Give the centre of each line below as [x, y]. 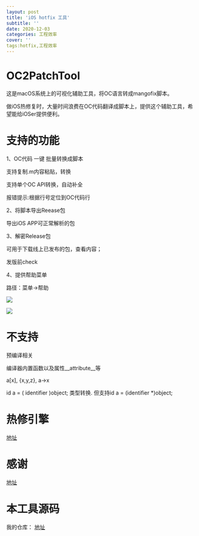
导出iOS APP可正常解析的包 [41, 223]
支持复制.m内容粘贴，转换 [39, 171]
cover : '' [19, 40]
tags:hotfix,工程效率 [32, 46]
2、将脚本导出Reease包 [36, 210]
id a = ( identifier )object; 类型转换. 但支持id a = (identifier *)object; [89, 393]
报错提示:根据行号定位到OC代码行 [48, 197]
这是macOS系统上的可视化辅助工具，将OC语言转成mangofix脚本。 [89, 93]
